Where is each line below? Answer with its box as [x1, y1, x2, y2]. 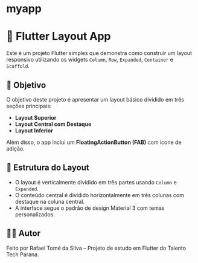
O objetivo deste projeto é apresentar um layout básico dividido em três [6, 96, 184, 103]
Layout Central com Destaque [14, 120, 92, 128]
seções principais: [6, 102, 52, 109]
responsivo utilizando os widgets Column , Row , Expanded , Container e [6, 56, 174, 63]
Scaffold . [6, 62, 30, 70]
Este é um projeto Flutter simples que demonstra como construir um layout [6, 50, 192, 57]
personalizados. [14, 210, 56, 218]
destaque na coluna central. [14, 198, 85, 205]
